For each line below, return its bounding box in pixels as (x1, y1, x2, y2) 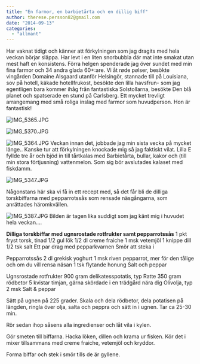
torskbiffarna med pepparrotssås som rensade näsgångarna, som (6, 195, 168, 202)
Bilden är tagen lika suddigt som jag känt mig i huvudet (49, 213, 184, 220)
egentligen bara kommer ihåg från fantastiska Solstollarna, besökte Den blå (6, 86, 192, 93)
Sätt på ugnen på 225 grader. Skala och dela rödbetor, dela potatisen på (6, 297, 184, 304)
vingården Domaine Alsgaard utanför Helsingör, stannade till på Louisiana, (6, 73, 189, 80)
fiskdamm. (6, 165, 32, 172)
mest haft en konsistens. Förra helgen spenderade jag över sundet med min (6, 60, 192, 68)
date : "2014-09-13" (6, 20, 55, 26)
